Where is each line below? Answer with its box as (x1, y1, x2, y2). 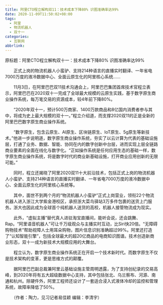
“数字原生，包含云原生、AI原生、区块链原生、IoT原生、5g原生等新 (13, 129, 146, 135)
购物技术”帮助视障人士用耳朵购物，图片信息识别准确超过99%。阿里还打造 (5, 227, 153, 233)
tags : (5, 16, 16, 21)
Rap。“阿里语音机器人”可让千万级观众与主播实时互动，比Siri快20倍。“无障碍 (5, 221, 158, 227)
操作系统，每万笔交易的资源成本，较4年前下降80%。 (9, 96, 115, 102)
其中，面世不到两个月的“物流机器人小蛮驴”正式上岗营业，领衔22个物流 (13, 192, 154, 198)
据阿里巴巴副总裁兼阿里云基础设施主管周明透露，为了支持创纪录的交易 (13, 266, 154, 271)
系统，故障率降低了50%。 (5, 284, 57, 290)
